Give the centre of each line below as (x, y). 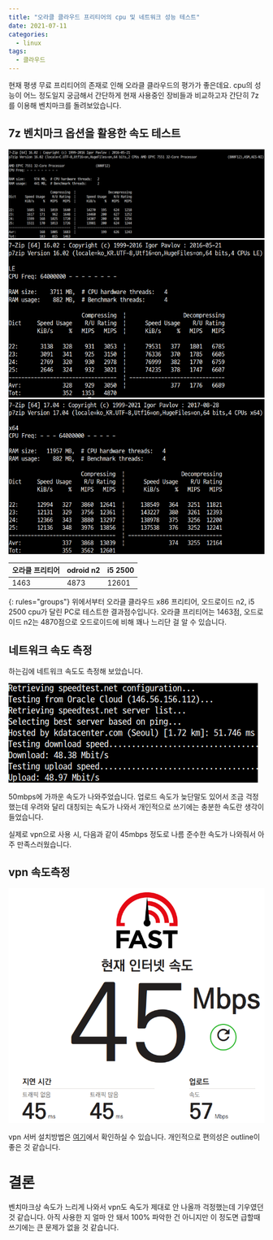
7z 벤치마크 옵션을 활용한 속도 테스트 (95, 134)
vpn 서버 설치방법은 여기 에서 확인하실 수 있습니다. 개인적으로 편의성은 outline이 (134, 1137)
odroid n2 (83, 570)
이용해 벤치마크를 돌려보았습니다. (69, 105)
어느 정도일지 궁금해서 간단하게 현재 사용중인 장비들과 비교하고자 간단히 (136, 95)
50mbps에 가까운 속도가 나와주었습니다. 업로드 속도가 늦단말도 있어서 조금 (126, 796)
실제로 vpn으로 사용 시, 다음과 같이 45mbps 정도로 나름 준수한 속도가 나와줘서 (132, 834)
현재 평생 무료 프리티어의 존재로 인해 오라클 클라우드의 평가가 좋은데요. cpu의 (131, 85)
